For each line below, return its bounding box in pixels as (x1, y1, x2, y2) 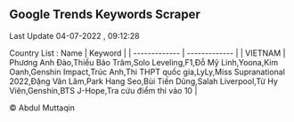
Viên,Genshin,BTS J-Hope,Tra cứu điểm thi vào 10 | (9, 85, 198, 95)
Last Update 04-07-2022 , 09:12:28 (9, 30, 140, 41)
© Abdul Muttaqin (9, 102, 76, 113)
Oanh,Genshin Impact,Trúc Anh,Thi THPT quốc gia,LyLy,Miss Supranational (9, 66, 285, 77)
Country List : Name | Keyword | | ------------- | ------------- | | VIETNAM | (9, 48, 286, 58)
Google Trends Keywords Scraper (9, 7, 200, 22)
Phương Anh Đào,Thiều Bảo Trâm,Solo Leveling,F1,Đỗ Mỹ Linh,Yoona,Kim (9, 57, 279, 67)
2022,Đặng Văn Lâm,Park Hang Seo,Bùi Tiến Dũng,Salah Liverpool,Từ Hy (9, 75, 279, 87)
